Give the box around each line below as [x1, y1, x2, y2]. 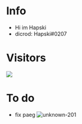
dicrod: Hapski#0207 [14, 30, 67, 37]
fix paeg [14, 111, 36, 118]
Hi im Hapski [14, 24, 47, 31]
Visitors [6, 51, 46, 65]
